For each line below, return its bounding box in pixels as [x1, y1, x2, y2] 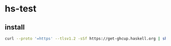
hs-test [5, 3, 37, 14]
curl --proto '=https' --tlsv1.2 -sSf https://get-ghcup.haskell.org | [5, 36, 160, 41]
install [5, 23, 25, 31]
